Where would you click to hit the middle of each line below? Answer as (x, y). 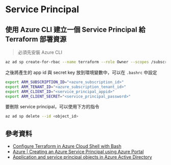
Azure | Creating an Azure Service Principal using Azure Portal (78, 152)
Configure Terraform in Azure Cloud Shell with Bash (67, 146)
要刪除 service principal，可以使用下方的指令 (52, 107)
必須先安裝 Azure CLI (40, 52)
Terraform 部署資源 (36, 39)
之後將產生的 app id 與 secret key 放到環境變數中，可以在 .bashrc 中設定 (81, 72)
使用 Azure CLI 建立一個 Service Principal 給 (76, 29)
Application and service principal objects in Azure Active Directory (82, 157)
